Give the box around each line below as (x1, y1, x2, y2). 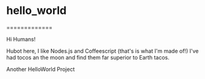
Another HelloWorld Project (6, 65, 75, 73)
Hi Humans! (6, 35, 36, 43)
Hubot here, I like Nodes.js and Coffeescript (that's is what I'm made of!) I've (6, 47, 199, 55)
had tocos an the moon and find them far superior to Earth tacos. (6, 53, 170, 61)
